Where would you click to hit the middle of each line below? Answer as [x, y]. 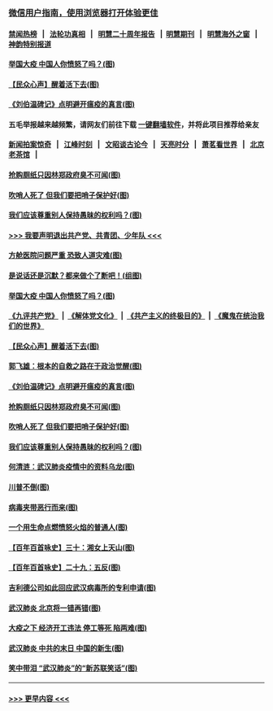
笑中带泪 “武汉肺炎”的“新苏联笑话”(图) [73, 668]
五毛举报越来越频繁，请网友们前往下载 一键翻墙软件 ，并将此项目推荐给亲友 [134, 124]
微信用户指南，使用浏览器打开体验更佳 [83, 12]
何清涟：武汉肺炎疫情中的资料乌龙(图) [72, 467]
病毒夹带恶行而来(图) [43, 507]
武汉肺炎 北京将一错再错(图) [55, 608]
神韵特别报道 [30, 44]
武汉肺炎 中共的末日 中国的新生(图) [66, 648]
